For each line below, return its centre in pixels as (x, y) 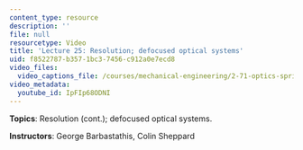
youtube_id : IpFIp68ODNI (64, 93)
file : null (30, 34)
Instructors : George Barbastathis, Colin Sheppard (102, 136)
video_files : (34, 68)
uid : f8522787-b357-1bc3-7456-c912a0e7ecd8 (92, 59)
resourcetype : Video (48, 43)
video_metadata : (40, 84)
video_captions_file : (58, 76)
